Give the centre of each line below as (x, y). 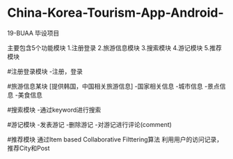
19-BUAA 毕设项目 (33, 33)
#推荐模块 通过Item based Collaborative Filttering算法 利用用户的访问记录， (115, 139)
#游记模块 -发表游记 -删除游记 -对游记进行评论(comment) (90, 124)
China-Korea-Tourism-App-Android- (115, 13)
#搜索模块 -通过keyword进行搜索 (54, 109)
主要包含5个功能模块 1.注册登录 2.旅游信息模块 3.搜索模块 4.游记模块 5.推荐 (115, 47)
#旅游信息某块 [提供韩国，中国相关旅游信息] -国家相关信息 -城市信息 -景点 (114, 86)
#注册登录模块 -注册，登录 (45, 71)
